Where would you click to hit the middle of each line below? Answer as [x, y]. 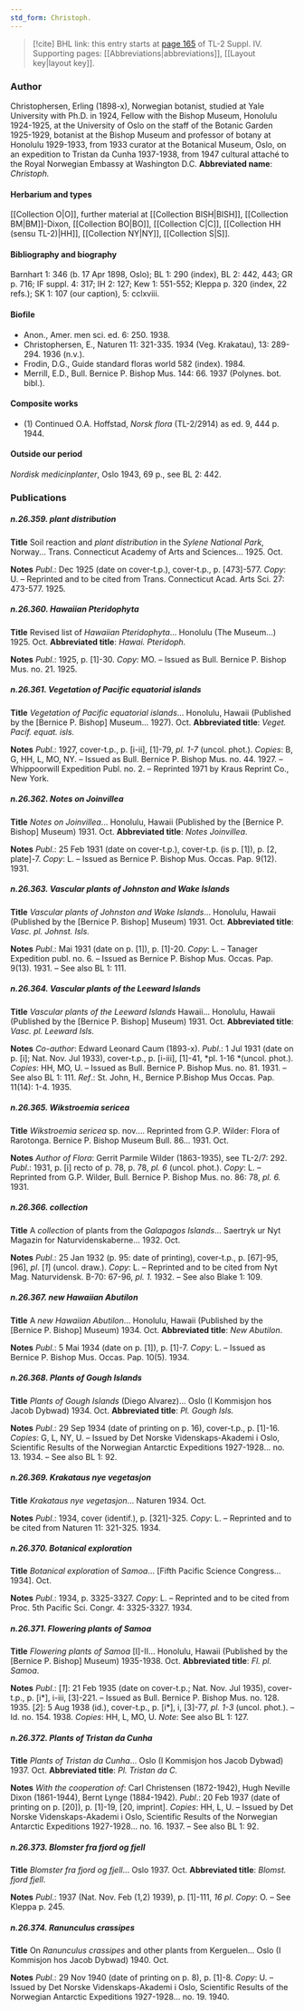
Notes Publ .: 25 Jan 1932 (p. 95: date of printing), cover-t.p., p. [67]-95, [144, 1257]
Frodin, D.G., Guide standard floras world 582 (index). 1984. [134, 363]
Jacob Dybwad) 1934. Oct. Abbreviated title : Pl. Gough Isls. [122, 1410]
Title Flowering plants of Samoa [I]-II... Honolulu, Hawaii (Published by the [149, 1651]
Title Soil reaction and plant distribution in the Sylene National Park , [138, 542]
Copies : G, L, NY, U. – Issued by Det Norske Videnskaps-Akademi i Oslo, [145, 1437]
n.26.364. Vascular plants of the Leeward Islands [106, 989]
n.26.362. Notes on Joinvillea [67, 799]
